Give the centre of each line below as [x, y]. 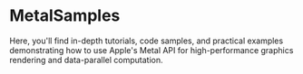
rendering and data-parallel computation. [86, 60]
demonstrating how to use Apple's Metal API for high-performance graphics [151, 50]
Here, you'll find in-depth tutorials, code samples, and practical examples [147, 41]
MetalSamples [65, 16]
